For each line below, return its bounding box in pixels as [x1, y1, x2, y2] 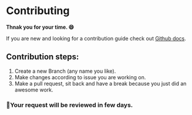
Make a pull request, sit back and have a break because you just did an [14, 80, 187, 87]
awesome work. [14, 86, 53, 93]
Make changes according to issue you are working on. [14, 73, 146, 80]
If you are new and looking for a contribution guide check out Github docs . [6, 35, 187, 42]
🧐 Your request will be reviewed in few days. [6, 101, 133, 109]
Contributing [6, 4, 70, 18]
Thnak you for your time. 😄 [6, 23, 75, 31]
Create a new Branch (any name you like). [14, 67, 116, 75]
